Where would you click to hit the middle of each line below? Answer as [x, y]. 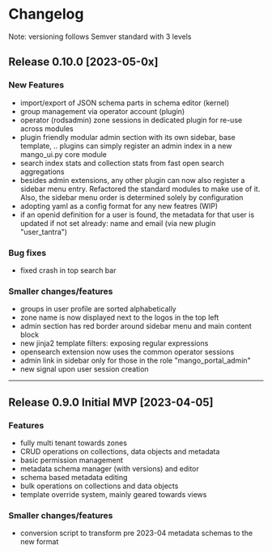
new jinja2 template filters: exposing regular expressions [114, 343]
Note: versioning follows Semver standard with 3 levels [100, 36]
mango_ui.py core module [63, 154]
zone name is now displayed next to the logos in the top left [119, 317]
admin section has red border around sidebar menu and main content [136, 326]
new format [39, 542]
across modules [47, 128]
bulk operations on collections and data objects [99, 486]
